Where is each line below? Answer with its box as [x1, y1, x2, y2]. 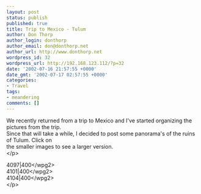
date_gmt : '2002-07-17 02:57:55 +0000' [6, 72, 108, 78]
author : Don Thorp [6, 32, 53, 38]
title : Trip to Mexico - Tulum [6, 26, 86, 32]
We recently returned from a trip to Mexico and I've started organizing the [6, 117, 192, 124]
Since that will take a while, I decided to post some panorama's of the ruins [6, 130, 196, 137]
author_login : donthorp [6, 37, 67, 43]
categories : [6, 77, 37, 83]
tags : [6, 89, 20, 95]
